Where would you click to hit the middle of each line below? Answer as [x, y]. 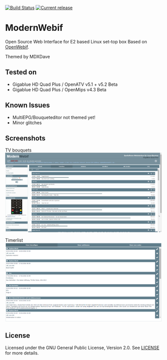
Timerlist [14, 240]
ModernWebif [34, 28]
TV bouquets [18, 150]
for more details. [22, 353]
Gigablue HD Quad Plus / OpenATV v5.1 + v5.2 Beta [65, 84]
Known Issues [28, 105]
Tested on [21, 72]
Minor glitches [27, 123]
